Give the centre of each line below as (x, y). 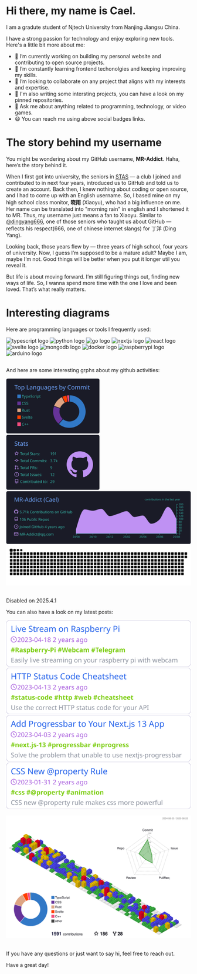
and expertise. (32, 87)
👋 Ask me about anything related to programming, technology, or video (100, 106)
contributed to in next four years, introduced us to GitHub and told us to (92, 183)
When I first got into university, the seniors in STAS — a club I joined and (94, 176)
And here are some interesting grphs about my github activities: (83, 370)
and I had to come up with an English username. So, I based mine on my (93, 195)
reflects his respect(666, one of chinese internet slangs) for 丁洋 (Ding (91, 228)
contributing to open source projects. (60, 62)
